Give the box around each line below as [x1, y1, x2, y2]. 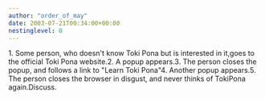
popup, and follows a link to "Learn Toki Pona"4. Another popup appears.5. [8, 66, 256, 75]
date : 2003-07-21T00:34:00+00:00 [8, 19, 120, 27]
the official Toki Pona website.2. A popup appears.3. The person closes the [8, 57, 257, 66]
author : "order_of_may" [8, 11, 88, 20]
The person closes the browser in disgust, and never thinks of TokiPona [8, 74, 247, 84]
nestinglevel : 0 [8, 26, 63, 34]
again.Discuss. [8, 82, 57, 92]
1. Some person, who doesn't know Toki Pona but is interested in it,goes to [8, 49, 255, 58]
